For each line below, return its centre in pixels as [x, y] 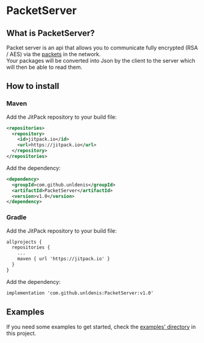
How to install [33, 86]
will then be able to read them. [44, 67]
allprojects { [24, 242]
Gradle [16, 217]
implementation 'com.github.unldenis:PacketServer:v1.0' [80, 293]
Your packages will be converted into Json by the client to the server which [101, 61]
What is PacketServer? [51, 33]
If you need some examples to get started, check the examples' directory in [101, 327]
